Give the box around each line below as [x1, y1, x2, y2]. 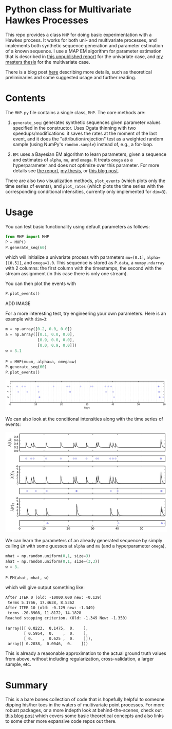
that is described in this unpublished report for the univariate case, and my [5, 53, 163, 60]
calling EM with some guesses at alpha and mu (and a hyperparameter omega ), [5, 543, 166, 549]
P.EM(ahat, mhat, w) [5, 575, 50, 580]
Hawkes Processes [5, 14, 89, 26]
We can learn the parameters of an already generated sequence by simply [5, 538, 163, 543]
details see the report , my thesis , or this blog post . [12, 167, 120, 173]
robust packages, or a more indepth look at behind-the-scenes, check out [5, 707, 162, 714]
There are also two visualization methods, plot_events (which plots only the [5, 177, 166, 184]
